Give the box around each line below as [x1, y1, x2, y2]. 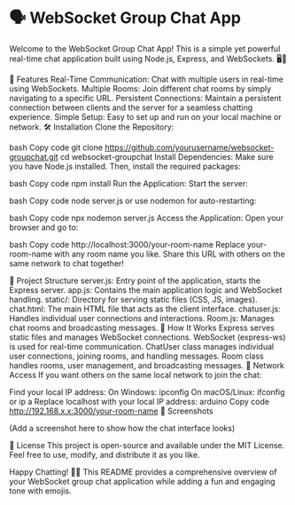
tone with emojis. [9, 485, 72, 496]
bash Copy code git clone [9, 142, 104, 153]
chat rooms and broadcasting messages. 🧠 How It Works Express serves [9, 322, 275, 333]
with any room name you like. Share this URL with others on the [54, 249, 285, 259]
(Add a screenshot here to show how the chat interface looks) [9, 422, 236, 433]
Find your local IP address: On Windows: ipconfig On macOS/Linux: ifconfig [9, 386, 285, 397]
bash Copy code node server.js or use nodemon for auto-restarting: [9, 195, 257, 206]
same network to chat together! [9, 257, 124, 268]
